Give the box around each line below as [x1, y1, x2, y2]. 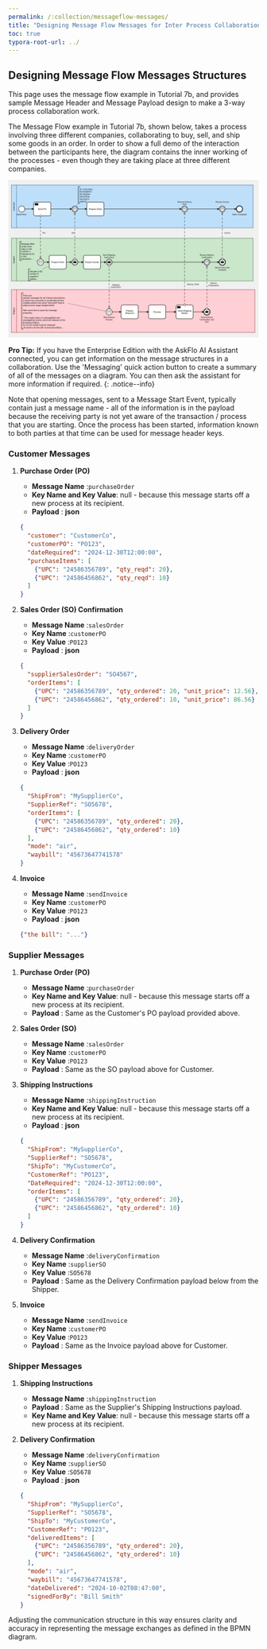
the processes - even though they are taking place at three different [8, 156, 230, 165]
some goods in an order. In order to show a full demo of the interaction [8, 139, 240, 149]
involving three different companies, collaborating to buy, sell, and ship [8, 130, 241, 140]
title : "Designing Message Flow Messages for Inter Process [8, 21, 212, 29]
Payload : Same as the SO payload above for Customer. [31, 1065, 215, 1074]
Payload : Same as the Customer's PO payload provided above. [31, 1008, 241, 1018]
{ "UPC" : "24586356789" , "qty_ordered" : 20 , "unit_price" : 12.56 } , [34, 687, 259, 695]
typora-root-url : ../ [8, 38, 80, 46]
